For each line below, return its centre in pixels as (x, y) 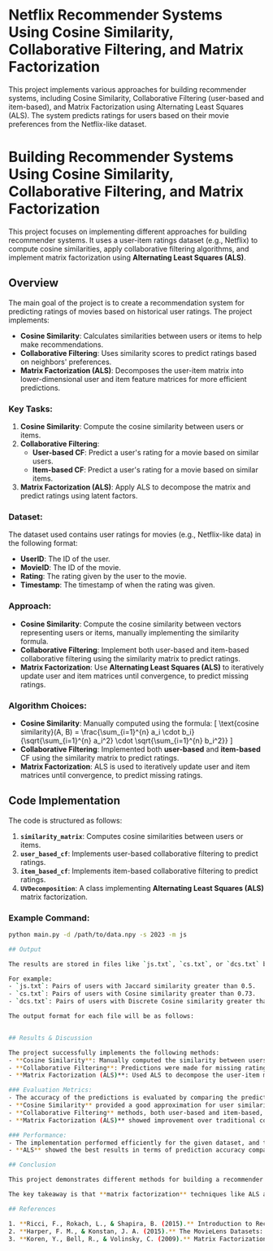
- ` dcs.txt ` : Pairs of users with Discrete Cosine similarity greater (130, 1002)
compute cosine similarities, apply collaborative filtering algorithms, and (129, 248)
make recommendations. (62, 345)
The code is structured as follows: (65, 820)
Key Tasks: (30, 409)
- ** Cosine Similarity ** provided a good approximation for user (121, 1105)
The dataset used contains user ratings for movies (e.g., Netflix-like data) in (135, 534)
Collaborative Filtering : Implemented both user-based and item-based (141, 749)
